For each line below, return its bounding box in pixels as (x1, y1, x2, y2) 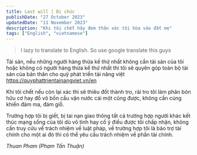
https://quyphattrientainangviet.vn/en (6, 77, 97, 84)
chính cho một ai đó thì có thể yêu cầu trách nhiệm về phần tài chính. (6, 131, 173, 138)
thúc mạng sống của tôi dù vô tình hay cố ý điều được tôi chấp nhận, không (6, 118, 189, 126)
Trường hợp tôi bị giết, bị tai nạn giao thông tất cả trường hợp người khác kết (6, 113, 191, 120)
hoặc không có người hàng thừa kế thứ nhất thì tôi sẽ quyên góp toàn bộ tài (6, 64, 188, 71)
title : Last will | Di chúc (6, 8, 75, 15)
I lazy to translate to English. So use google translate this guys (20, 47, 172, 54)
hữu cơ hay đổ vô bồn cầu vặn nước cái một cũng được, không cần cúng (6, 95, 182, 102)
